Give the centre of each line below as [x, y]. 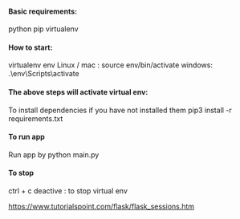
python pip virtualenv [43, 29]
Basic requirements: [43, 11]
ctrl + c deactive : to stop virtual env [68, 191]
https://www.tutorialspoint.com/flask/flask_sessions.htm [102, 207]
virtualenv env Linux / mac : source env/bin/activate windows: [110, 65]
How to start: [31, 47]
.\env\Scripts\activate [44, 74]
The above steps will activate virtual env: [78, 92]
